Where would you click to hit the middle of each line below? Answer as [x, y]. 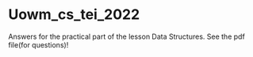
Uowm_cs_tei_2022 [74, 15]
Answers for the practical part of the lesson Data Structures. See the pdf [127, 36]
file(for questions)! [38, 44]
